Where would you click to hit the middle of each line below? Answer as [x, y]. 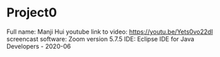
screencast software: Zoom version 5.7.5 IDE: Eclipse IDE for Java [101, 38]
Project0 [32, 13]
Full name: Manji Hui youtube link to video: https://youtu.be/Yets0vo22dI [110, 32]
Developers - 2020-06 [39, 46]
